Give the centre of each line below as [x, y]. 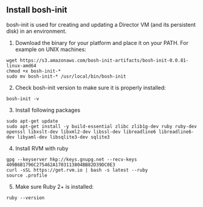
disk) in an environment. [36, 31]
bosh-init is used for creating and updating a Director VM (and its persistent [101, 24]
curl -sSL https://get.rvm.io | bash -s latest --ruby [77, 170]
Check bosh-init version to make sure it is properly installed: [90, 87]
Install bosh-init [37, 10]
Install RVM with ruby [42, 148]
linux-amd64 [21, 66]
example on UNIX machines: [50, 49]
